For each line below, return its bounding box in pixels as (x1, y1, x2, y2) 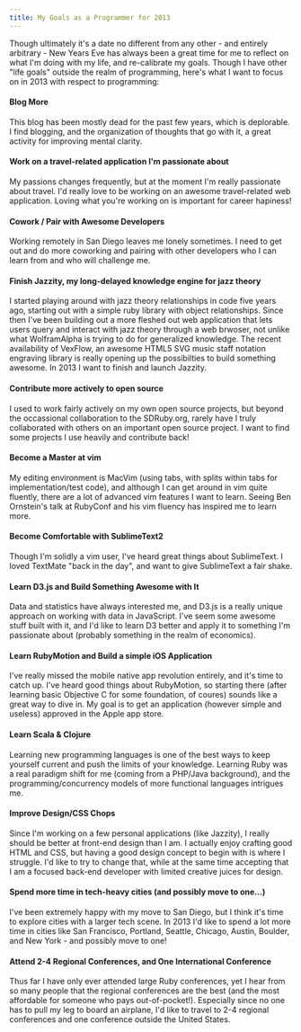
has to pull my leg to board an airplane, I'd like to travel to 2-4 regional (9, 1004, 270, 1016)
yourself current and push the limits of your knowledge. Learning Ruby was (9, 759, 288, 770)
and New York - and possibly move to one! (9, 936, 168, 947)
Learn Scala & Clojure (9, 729, 92, 740)
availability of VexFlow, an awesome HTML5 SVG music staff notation (9, 343, 267, 354)
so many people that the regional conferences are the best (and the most (9, 985, 280, 996)
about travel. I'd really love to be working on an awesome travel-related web (9, 186, 291, 197)
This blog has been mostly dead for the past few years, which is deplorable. (9, 116, 290, 127)
